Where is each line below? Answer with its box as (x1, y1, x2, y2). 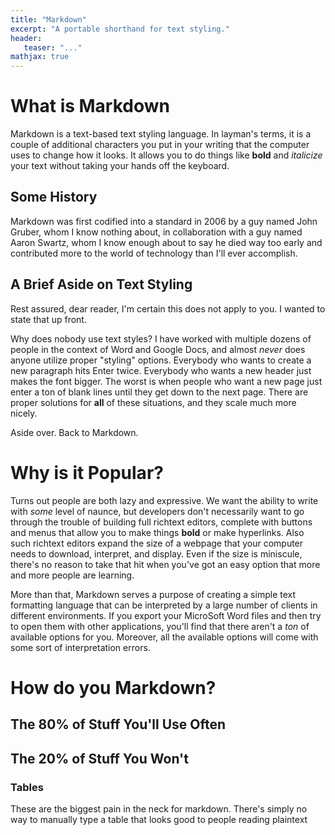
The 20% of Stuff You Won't (10, 750, 189, 767)
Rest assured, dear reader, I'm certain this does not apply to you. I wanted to (10, 302, 326, 315)
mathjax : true (10, 52, 70, 62)
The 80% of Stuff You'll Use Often (10, 716, 227, 733)
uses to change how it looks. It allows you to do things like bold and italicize (10, 149, 323, 161)
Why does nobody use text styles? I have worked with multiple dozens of (10, 332, 312, 345)
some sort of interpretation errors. (10, 641, 151, 653)
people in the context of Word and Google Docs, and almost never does (10, 343, 306, 355)
